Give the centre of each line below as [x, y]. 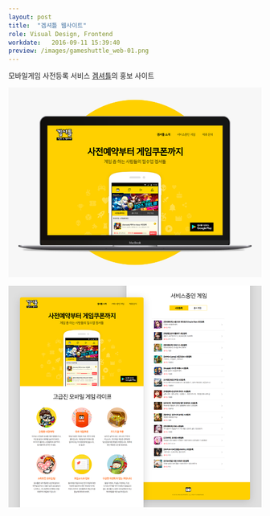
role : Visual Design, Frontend [61, 34]
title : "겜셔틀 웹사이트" [47, 25]
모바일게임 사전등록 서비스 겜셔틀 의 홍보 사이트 [82, 76]
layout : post [30, 17]
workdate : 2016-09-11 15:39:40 [64, 43]
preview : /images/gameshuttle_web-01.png [79, 51]
